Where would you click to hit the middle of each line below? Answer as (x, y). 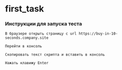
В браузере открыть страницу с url (41, 34)
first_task (25, 9)
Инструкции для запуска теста (44, 24)
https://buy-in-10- (98, 34)
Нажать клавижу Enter (27, 63)
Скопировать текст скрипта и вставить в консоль (55, 55)
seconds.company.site (27, 38)
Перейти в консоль (23, 47)
